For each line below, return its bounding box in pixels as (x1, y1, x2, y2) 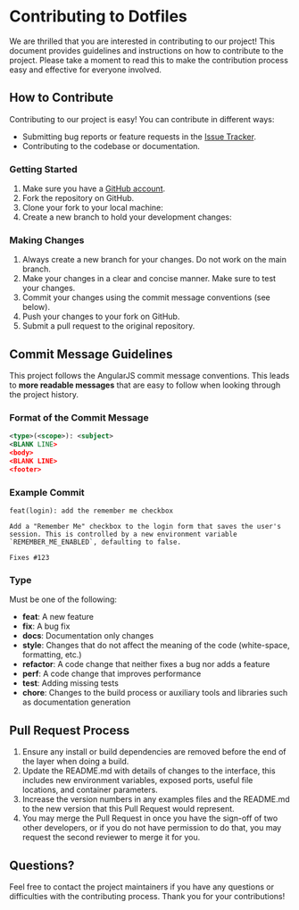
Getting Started (9, 163, 78, 175)
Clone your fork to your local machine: (21, 203, 163, 213)
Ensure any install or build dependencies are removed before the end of (21, 747, 287, 757)
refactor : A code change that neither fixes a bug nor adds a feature (21, 659, 270, 670)
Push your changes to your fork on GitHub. (21, 311, 180, 322)
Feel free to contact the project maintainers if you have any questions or (9, 881, 275, 892)
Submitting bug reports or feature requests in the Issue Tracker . (21, 131, 257, 142)
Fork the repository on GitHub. (21, 193, 135, 204)
